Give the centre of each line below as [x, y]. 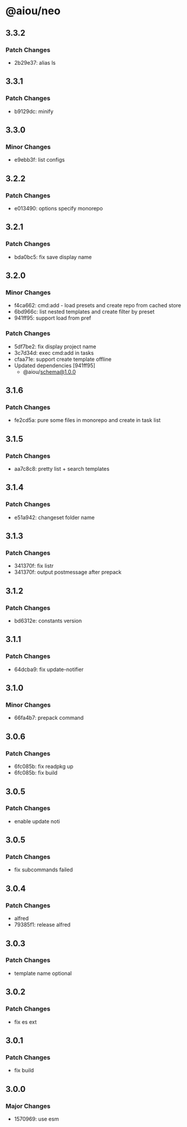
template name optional [43, 973]
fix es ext [25, 1022]
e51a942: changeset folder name [54, 517]
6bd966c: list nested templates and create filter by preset [84, 312]
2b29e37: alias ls [35, 62]
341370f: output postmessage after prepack [68, 572]
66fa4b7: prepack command [49, 718]
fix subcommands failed [43, 870]
